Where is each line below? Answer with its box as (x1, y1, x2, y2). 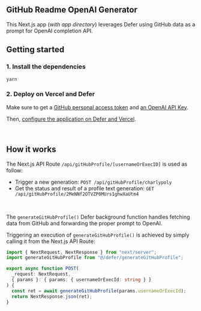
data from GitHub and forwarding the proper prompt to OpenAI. (6, 219, 163, 227)
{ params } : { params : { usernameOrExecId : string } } (11, 277, 152, 283)
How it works (6, 144, 56, 155)
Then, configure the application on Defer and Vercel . (6, 115, 136, 122)
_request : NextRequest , (11, 271, 71, 277)
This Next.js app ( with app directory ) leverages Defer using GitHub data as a (6, 20, 196, 28)
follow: (6, 166, 23, 174)
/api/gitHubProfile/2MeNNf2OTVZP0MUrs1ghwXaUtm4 (14, 191, 139, 197)
